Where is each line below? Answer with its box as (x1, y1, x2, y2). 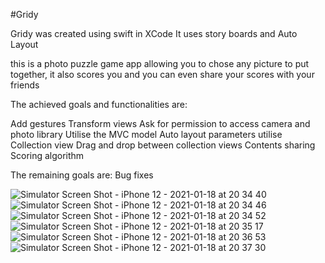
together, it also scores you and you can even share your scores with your (10, 69, 315, 80)
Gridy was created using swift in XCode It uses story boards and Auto (10, 28, 298, 39)
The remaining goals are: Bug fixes (10, 169, 154, 181)
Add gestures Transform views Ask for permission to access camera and (10, 118, 311, 129)
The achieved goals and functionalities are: (10, 99, 188, 110)
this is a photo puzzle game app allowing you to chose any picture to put (10, 58, 310, 69)
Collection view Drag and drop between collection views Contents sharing (10, 139, 316, 151)
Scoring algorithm (10, 150, 85, 161)
